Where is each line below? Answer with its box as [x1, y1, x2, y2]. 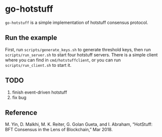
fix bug [12, 94, 27, 100]
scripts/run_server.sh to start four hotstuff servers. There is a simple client [5, 52, 158, 58]
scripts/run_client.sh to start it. [5, 62, 72, 68]
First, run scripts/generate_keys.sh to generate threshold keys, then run [5, 46, 151, 52]
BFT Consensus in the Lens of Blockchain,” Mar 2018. [5, 127, 113, 133]
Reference [5, 108, 38, 117]
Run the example [5, 34, 58, 42]
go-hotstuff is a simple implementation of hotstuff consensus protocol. [5, 20, 148, 25]
